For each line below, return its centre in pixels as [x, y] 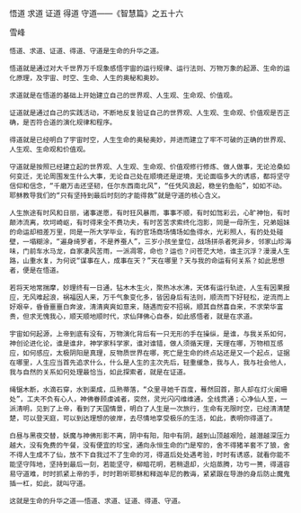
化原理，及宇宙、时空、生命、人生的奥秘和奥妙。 [86, 78]
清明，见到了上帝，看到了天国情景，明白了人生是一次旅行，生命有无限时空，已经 [143, 409]
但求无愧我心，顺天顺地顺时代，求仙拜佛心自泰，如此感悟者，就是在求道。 [139, 317]
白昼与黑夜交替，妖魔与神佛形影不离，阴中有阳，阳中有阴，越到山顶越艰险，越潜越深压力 [150, 436]
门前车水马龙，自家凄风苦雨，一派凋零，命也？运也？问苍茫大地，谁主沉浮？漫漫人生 [156, 251]
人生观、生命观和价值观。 [49, 149]
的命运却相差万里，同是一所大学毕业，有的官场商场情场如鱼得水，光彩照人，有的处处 [143, 232]
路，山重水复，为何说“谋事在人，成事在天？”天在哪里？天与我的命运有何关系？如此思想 [147, 261]
